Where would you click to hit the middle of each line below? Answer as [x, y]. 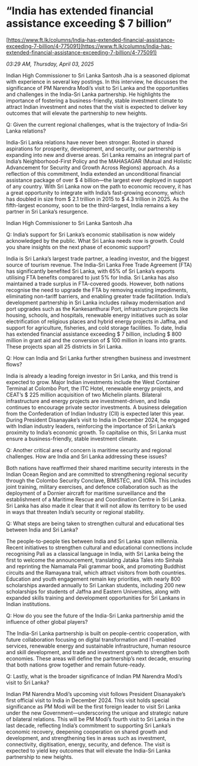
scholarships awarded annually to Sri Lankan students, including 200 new [96, 585]
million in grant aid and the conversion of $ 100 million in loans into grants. [97, 340]
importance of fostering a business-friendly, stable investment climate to [95, 100]
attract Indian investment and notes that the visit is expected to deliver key [97, 107]
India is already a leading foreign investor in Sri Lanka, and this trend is [92, 376]
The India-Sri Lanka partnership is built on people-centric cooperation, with [98, 633]
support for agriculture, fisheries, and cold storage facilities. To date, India [97, 327]
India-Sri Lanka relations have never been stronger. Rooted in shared [90, 142]
